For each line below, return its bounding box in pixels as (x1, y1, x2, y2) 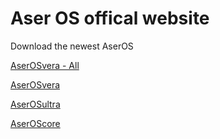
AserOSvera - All (10, 59, 80, 71)
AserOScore (10, 117, 61, 129)
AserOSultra (10, 98, 61, 110)
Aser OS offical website (10, 7, 210, 30)
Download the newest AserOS (10, 40, 134, 52)
